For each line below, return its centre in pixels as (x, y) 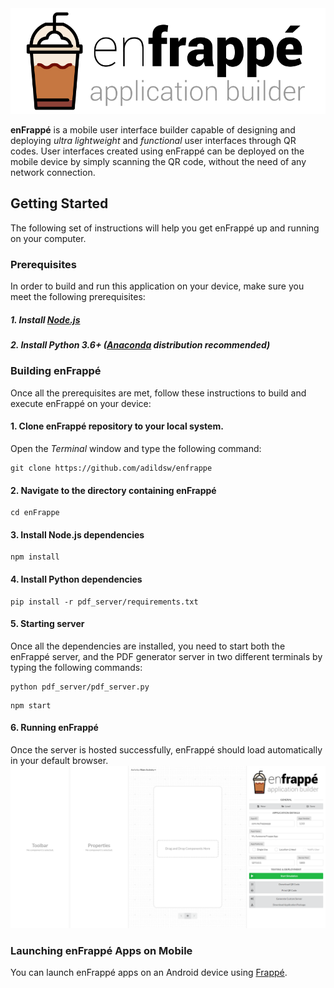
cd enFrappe (35, 513)
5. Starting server (47, 624)
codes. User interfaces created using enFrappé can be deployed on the (157, 151)
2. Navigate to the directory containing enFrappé (113, 490)
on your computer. (48, 238)
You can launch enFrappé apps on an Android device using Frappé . (149, 973)
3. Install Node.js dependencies (77, 534)
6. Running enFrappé (54, 728)
